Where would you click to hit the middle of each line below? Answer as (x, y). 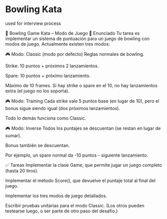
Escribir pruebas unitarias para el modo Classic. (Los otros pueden (75, 205)
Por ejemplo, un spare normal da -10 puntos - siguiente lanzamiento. (77, 155)
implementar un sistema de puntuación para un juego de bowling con (77, 39)
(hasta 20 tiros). (22, 170)
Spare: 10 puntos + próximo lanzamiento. (48, 76)
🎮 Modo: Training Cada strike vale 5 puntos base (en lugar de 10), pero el (82, 101)
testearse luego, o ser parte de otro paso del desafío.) (61, 211)
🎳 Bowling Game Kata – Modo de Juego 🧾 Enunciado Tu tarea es (73, 33)
